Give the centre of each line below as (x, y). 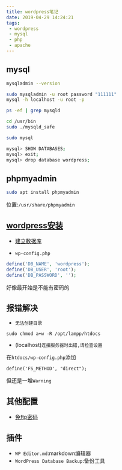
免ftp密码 (26, 417)
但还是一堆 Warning (29, 381)
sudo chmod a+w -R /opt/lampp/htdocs (53, 334)
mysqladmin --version (33, 83)
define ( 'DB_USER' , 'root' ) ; (41, 270)
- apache (20, 46)
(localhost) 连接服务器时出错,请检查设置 (59, 345)
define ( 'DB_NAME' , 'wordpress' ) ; (48, 264)
